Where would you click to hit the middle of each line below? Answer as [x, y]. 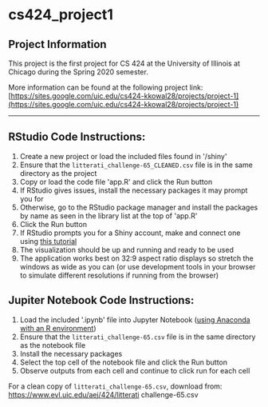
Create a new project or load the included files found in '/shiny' [123, 156]
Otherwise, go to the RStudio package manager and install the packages [139, 207]
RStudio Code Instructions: [77, 137]
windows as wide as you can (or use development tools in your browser [138, 266]
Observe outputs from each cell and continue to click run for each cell [135, 370]
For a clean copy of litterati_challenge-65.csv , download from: [115, 386]
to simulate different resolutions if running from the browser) [119, 275]
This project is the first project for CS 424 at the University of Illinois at [124, 63]
